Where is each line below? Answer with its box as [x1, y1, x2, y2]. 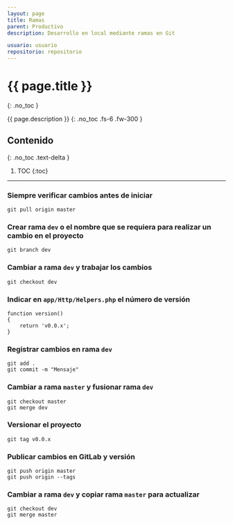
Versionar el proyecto [7, 420, 82, 430]
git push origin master [7, 467, 76, 475]
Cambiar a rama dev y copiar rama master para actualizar [7, 490, 200, 499]
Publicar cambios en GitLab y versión [7, 451, 135, 461]
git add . [7, 360, 36, 368]
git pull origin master [7, 206, 76, 214]
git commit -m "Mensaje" [7, 366, 79, 373]
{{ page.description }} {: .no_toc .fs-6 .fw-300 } [7, 114, 143, 123]
